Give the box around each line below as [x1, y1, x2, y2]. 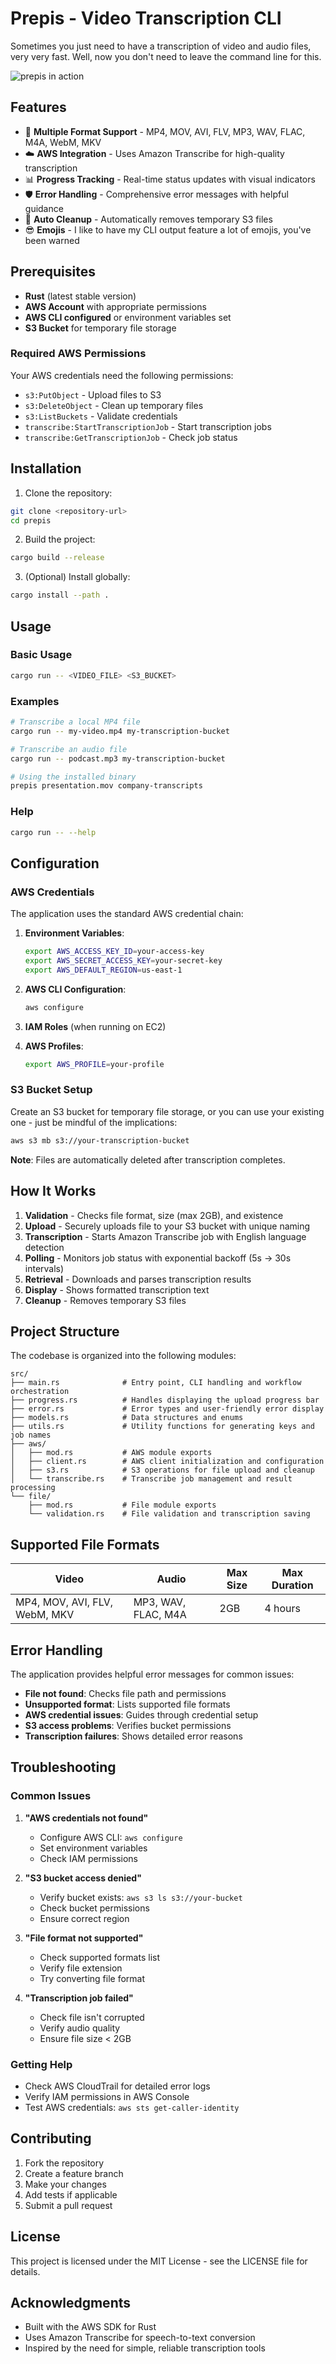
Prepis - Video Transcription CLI [10, 7, 282, 30]
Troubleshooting [10, 1759, 117, 1776]
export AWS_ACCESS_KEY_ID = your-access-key [24, 947, 205, 957]
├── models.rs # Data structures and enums [10, 1413, 244, 1423]
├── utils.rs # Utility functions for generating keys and [10, 1422, 315, 1432]
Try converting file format [39, 1972, 146, 1984]
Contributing [10, 2130, 92, 2147]
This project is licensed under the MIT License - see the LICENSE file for [10, 2255, 308, 2267]
